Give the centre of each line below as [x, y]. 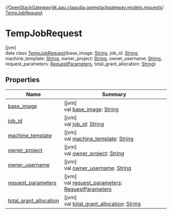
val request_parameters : [93, 182]
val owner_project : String [94, 153]
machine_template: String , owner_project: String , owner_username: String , [84, 58]
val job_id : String [84, 124]
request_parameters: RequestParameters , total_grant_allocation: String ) [81, 64]
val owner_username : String [98, 168]
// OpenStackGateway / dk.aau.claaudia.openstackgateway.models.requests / [84, 7]
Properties [23, 80]
